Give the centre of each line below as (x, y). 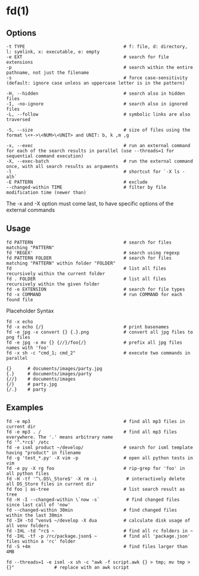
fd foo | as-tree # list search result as (96, 489)
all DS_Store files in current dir (50, 484)
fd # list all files (86, 268)
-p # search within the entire (100, 67)
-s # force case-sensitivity (97, 78)
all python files (28, 474)
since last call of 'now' (38, 505)
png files (18, 337)
